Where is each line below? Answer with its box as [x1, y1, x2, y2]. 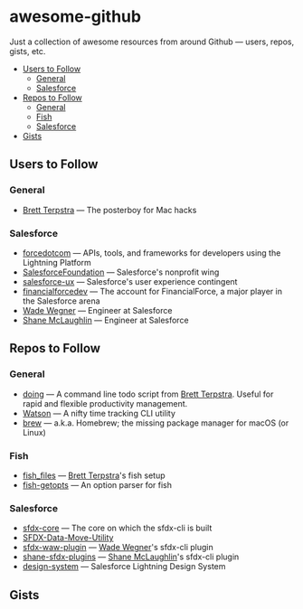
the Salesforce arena [22, 295, 101, 306]
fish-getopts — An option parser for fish [22, 479, 172, 490]
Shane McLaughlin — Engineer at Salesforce [22, 314, 189, 325]
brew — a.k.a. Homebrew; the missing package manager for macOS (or [22, 417, 289, 428]
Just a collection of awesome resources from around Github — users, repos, [9, 36, 295, 47]
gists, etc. [9, 45, 46, 56]
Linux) [22, 426, 47, 437]
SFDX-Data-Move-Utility [22, 532, 114, 543]
